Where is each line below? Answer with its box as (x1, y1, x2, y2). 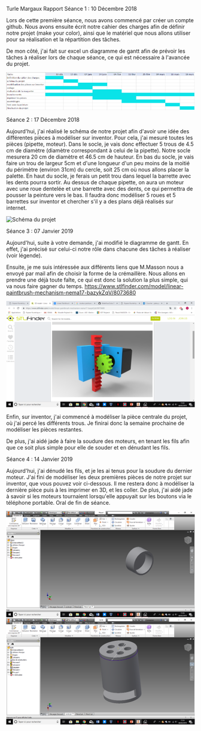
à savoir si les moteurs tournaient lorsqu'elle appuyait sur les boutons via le (6, 492, 192, 500)
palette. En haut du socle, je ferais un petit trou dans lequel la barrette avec (6, 172, 191, 179)
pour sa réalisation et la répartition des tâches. (6, 36, 121, 43)
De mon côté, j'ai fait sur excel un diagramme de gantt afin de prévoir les (6, 47, 185, 55)
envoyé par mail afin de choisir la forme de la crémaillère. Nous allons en (6, 269, 185, 277)
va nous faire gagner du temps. (6, 282, 84, 290)
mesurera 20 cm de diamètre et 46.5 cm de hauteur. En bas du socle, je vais (6, 153, 194, 160)
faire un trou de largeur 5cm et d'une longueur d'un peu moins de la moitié (6, 159, 190, 167)
